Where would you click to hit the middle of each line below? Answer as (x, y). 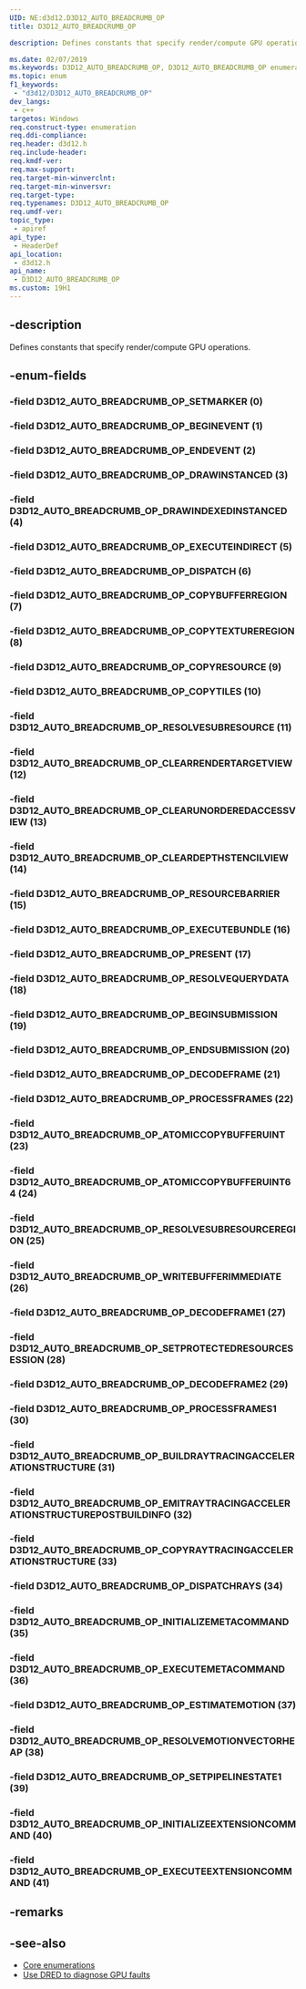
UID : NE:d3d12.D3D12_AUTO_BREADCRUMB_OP (87, 18)
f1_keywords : (34, 85)
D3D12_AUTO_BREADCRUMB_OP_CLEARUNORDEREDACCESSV (153, 810)
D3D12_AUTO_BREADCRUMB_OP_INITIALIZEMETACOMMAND (149, 1622)
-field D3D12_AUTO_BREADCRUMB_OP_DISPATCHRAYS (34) (147, 1586)
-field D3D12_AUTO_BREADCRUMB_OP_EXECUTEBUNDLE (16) (150, 929)
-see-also (38, 1943)
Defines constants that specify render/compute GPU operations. (130, 346)
